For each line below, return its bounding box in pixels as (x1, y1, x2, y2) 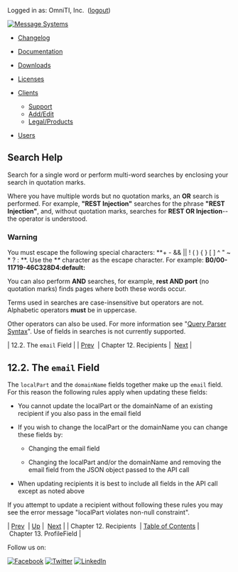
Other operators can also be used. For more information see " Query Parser (7, 319, 227, 329)
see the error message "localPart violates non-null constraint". (7, 507, 190, 517)
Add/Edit (28, 110, 55, 118)
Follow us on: (7, 543, 46, 551)
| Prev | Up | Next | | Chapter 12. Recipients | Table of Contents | (7, 522, 200, 530)
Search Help (7, 152, 63, 164)
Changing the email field (28, 444, 100, 453)
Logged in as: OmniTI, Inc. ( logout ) (7, 6, 112, 14)
